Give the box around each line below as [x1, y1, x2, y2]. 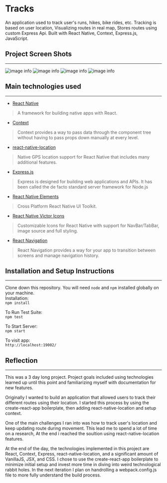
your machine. [5, 290, 35, 296]
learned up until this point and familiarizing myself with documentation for [5, 380, 156, 386]
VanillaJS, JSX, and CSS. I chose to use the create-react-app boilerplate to [5, 456, 159, 462]
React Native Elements [12, 193, 59, 200]
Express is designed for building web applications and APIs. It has [17, 178, 153, 185]
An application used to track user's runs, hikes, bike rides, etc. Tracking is [5, 19, 157, 25]
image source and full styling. [17, 228, 78, 234]
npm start [5, 329, 26, 334]
